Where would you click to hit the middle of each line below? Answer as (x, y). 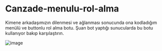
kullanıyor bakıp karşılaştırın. (35, 33)
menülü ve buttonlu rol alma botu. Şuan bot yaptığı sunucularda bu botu (79, 27)
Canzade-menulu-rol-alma (62, 9)
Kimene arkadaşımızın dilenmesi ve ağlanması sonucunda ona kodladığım (81, 22)
